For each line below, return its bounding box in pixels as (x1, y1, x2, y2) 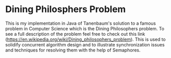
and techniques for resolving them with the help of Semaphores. (5, 47, 141, 53)
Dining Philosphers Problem (5, 4, 126, 15)
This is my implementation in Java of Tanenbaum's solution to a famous (5, 20, 156, 26)
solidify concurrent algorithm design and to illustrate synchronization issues (5, 41, 165, 47)
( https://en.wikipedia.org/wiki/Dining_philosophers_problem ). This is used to (5, 36, 166, 42)
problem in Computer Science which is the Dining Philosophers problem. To (5, 25, 164, 31)
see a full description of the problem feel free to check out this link (5, 31, 145, 37)
